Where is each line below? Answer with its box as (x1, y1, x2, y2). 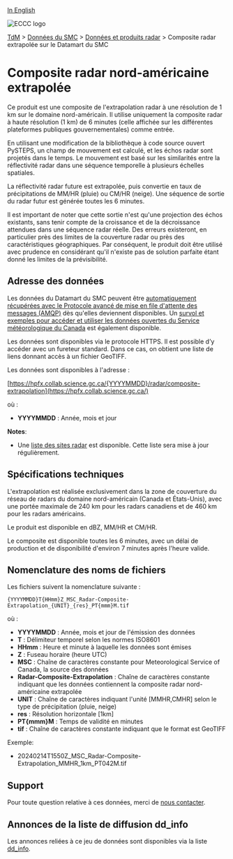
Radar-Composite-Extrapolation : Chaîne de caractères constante (17, 673, 210, 681)
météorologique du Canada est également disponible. (7, 323, 162, 332)
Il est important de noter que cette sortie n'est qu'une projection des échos (7, 210, 223, 219)
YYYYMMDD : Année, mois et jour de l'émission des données (17, 628, 195, 637)
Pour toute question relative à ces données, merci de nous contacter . (7, 798, 206, 807)
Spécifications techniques (7, 469, 124, 481)
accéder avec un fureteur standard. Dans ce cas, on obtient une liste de (7, 344, 214, 353)
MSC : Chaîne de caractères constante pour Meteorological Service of (17, 658, 220, 667)
